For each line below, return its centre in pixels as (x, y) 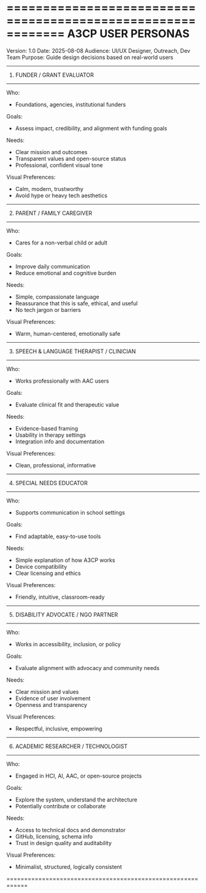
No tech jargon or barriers (48, 310)
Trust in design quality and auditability (63, 843)
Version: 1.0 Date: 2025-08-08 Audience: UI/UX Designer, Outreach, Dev (98, 50)
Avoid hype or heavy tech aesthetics (61, 195)
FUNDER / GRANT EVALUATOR (54, 75)
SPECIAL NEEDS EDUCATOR (51, 483)
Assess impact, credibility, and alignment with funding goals (91, 128)
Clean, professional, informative (55, 465)
